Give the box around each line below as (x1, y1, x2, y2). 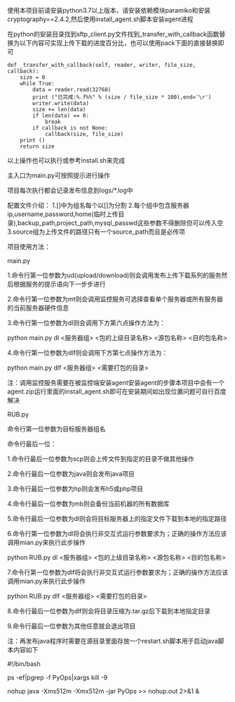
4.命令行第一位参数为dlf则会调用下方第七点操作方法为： (7, 349, 168, 357)
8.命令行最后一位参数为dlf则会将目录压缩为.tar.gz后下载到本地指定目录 (7, 607, 210, 615)
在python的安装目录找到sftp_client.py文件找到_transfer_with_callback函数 (7, 30, 220, 38)
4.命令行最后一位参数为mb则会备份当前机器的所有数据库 (7, 499, 170, 508)
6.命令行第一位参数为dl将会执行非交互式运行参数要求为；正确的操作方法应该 (7, 529, 227, 537)
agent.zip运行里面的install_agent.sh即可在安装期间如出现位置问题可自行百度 (7, 387, 227, 396)
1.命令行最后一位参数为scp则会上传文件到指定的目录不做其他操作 (7, 455, 194, 463)
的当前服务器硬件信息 (7, 303, 69, 312)
